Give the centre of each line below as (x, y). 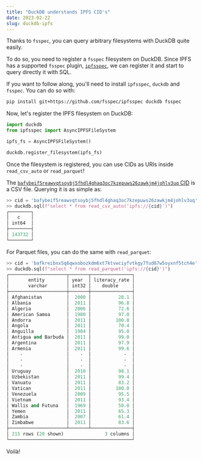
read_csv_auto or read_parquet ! (45, 171)
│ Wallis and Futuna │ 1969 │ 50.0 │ (71, 405)
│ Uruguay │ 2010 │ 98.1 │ (71, 371)
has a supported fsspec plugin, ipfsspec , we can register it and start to (95, 66)
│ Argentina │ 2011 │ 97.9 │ (71, 343)
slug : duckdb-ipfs (30, 23)
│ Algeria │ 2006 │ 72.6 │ (71, 309)
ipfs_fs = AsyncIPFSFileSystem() (49, 141)
